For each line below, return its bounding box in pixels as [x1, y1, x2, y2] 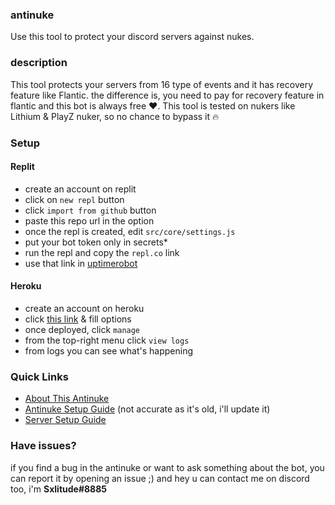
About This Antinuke [24, 393, 110, 405]
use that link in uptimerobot [24, 257, 138, 269]
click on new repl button [24, 193, 125, 205]
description [10, 56, 68, 70]
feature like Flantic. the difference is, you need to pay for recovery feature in [10, 89, 325, 101]
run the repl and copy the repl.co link [24, 246, 180, 258]
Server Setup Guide [24, 414, 107, 426]
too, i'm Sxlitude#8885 [10, 483, 108, 495]
